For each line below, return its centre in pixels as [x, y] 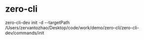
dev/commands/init [25, 33]
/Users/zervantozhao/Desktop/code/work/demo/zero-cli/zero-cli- [72, 27]
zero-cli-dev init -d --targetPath [37, 22]
